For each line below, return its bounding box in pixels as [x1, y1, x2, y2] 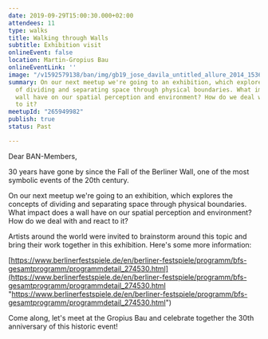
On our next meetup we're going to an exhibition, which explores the [8, 190, 234, 200]
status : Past [8, 123, 52, 131]
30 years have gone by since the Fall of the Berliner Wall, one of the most [8, 166, 250, 176]
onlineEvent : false [8, 49, 73, 56]
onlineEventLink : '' [8, 64, 77, 72]
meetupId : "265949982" [8, 108, 84, 116]
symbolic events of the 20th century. [8, 175, 129, 185]
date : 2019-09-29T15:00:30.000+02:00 [8, 11, 134, 20]
